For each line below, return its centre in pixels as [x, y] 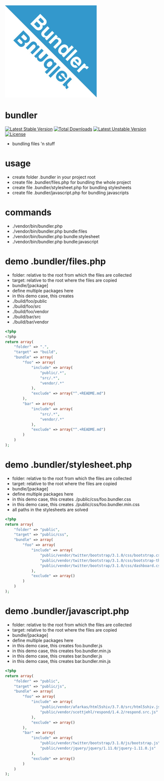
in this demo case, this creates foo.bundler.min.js [61, 651]
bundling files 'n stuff [33, 144]
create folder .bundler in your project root [54, 177]
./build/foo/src [27, 306]
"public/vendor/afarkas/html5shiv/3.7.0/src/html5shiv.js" [101, 707]
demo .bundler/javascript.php [67, 611]
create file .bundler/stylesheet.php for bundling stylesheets [72, 187]
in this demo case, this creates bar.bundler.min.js [61, 661]
